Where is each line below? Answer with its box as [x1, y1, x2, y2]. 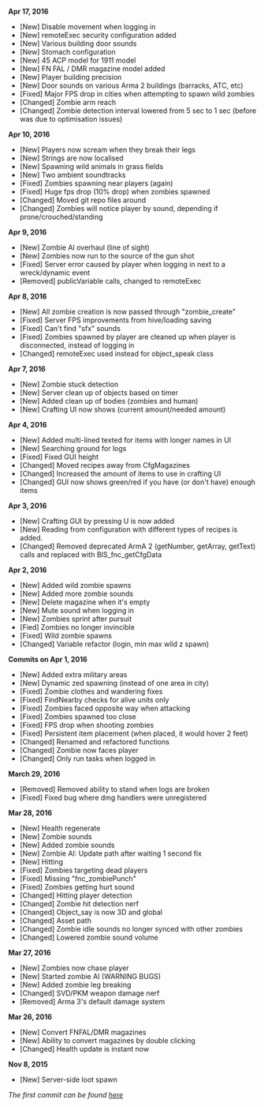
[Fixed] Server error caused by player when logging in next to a [19, 260, 226, 269]
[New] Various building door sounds [19, 39, 137, 48]
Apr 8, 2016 [8, 292, 47, 301]
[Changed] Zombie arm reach [19, 98, 117, 107]
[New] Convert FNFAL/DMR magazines [19, 1027, 147, 1037]
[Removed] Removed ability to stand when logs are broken [19, 785, 210, 793]
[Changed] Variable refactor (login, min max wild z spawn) [19, 639, 210, 649]
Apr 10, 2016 [8, 130, 50, 139]
